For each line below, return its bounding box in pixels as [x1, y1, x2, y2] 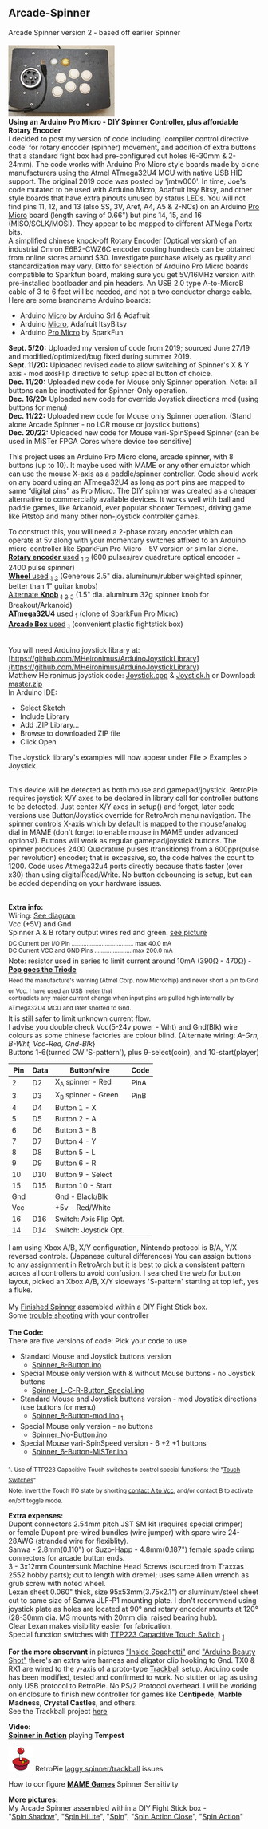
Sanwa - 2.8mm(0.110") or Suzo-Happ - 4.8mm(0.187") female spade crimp [8, 1545, 255, 1554]
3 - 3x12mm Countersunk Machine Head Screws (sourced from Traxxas [8, 1561, 245, 1572]
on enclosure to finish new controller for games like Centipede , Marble [8, 1689, 242, 1700]
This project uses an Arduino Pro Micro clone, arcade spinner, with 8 [8, 451, 234, 462]
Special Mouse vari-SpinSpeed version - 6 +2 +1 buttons [19, 1438, 207, 1448]
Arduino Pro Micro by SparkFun [19, 327, 124, 337]
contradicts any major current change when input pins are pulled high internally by [8, 994, 235, 1002]
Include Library [19, 711, 70, 721]
